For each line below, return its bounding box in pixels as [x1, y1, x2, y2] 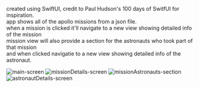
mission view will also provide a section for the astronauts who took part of [6, 37, 193, 44]
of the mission [6, 31, 42, 38]
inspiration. [6, 11, 34, 19]
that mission [6, 43, 37, 51]
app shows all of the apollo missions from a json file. [6, 18, 137, 25]
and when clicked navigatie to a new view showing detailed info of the [6, 50, 181, 57]
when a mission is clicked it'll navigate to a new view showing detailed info [6, 24, 192, 31]
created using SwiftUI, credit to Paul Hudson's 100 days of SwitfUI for [6, 5, 180, 12]
